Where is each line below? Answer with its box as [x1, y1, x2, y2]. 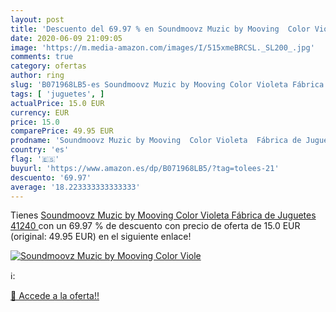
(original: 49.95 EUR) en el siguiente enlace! [10, 231, 192, 243]
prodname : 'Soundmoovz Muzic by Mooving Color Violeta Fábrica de [10, 136, 302, 146]
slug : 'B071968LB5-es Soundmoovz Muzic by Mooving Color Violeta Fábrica [10, 80, 325, 90]
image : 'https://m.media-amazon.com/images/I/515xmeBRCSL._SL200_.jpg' [10, 42, 315, 53]
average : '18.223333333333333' [10, 182, 141, 192]
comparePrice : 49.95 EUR [10, 126, 114, 136]
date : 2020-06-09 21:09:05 [10, 33, 123, 43]
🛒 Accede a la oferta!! [10, 290, 100, 302]
